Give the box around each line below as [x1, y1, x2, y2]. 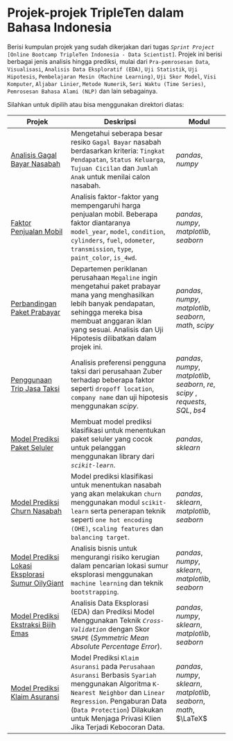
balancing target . [70, 532, 130, 542]
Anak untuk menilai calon [70, 172, 150, 181]
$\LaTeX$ [175, 713, 208, 723]
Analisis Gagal [10, 150, 57, 160]
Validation [70, 625, 107, 633]
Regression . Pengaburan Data [70, 696, 167, 706]
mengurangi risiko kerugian [70, 552, 160, 562]
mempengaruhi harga [70, 200, 141, 210]
